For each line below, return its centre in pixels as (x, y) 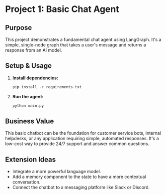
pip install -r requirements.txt (47, 87)
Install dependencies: (35, 78)
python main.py (28, 106)
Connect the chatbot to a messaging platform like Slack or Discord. (81, 188)
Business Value (30, 121)
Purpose (19, 28)
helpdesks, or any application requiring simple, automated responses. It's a (82, 139)
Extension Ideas (31, 159)
